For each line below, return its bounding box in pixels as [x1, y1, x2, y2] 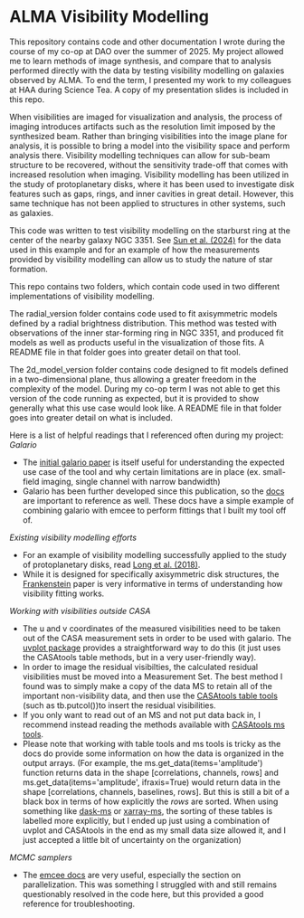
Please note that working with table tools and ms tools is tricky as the [22, 738, 281, 749]
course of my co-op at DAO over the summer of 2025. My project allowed [9, 45, 284, 56]
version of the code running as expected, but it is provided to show [9, 393, 260, 403]
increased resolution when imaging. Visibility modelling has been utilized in [9, 169, 290, 180]
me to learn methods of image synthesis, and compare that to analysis [9, 55, 271, 66]
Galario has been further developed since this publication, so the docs [22, 486, 285, 497]
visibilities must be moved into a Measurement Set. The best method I [22, 671, 283, 682]
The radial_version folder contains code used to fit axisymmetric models [9, 308, 278, 318]
